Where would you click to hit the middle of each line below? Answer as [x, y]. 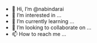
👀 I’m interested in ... [36, 15]
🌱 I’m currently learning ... [43, 21]
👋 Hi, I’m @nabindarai [38, 9]
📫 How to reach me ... [39, 34]
